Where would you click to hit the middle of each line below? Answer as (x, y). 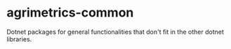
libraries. (19, 39)
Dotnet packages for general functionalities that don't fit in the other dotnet (115, 32)
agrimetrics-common (70, 13)
